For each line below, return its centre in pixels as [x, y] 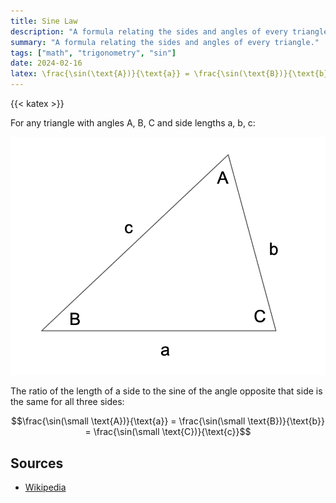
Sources [37, 463]
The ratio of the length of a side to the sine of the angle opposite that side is [166, 391]
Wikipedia [45, 487]
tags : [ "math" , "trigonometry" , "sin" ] [93, 53]
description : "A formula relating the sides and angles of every [149, 31]
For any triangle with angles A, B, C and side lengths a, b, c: [133, 123]
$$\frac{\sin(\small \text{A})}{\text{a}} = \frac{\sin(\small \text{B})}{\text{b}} [168, 421]
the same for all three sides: [67, 402]
